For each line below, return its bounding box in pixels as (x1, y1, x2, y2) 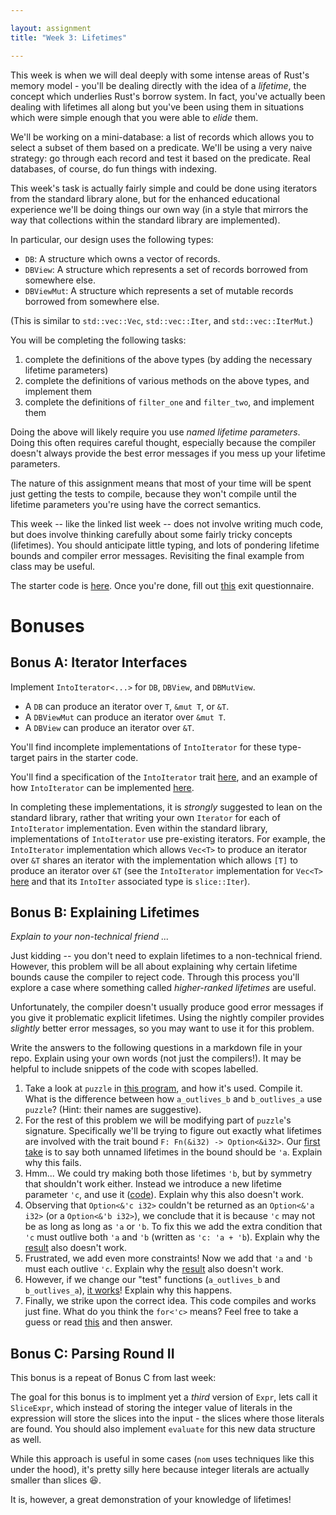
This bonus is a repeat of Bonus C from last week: (10, 1372, 217, 1384)
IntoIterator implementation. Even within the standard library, (10, 822, 268, 834)
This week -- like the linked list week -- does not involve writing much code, (10, 517, 324, 530)
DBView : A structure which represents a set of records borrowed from (24, 263, 309, 275)
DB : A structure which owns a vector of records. (24, 252, 221, 265)
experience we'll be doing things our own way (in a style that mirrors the (10, 203, 309, 215)
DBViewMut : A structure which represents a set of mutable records (24, 284, 294, 296)
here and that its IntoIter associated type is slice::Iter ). (10, 875, 251, 887)
